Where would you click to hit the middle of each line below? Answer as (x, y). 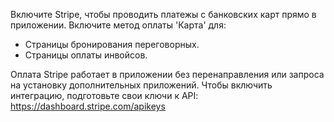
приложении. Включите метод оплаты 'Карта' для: (118, 25)
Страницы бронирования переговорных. (112, 44)
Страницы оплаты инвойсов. (86, 55)
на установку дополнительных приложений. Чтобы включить (141, 85)
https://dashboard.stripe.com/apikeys (88, 106)
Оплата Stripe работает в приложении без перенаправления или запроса (167, 74)
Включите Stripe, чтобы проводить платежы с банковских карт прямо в (163, 14)
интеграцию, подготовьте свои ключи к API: (104, 95)
